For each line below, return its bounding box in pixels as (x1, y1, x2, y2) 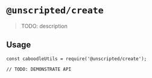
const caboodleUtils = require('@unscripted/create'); (6, 56, 147, 62)
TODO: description (21, 22, 68, 29)
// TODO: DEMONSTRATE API (6, 66, 71, 72)
